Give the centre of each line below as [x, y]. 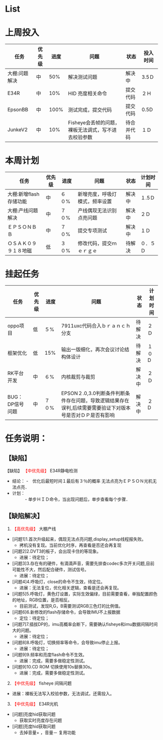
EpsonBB [18, 109]
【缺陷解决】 [24, 516]
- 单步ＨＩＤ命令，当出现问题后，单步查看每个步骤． [78, 499]
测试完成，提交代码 [90, 110]
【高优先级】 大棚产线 [34, 528]
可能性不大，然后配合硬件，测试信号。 [50, 569]
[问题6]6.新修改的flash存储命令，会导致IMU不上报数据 [66, 612]
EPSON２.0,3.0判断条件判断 [93, 393]
